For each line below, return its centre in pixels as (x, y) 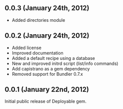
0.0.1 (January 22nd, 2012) (47, 89)
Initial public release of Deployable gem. (46, 102)
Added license (27, 48)
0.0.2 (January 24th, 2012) (47, 36)
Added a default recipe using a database (53, 58)
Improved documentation (37, 53)
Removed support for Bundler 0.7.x (47, 74)
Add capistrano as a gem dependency (51, 68)
